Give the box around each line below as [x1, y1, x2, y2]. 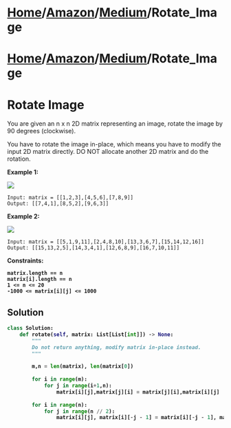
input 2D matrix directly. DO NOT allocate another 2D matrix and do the [7, 148, 209, 156]
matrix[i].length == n [7, 276, 72, 283]
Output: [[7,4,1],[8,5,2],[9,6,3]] [7, 201, 109, 207]
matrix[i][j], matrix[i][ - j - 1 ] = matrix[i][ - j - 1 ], [56, 414, 217, 421]
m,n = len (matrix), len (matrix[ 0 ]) [32, 363, 134, 370]
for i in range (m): [32, 376, 88, 383]
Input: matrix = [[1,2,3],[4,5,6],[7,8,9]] [7, 194, 134, 201]
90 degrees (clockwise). [7, 127, 76, 135]
